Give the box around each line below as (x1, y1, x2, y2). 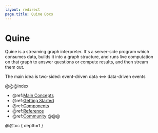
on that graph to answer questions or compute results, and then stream (5, 59, 148, 65)
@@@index (5, 83, 29, 89)
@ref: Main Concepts (12, 93, 54, 98)
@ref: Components (12, 103, 50, 109)
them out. (5, 64, 24, 70)
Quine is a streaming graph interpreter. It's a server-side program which (5, 49, 150, 55)
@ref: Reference (12, 108, 44, 114)
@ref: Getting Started (12, 98, 54, 104)
